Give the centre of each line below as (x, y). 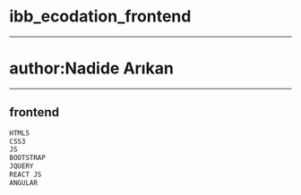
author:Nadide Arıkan (92, 68)
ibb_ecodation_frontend (100, 17)
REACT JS (26, 175)
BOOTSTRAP (28, 158)
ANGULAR (24, 182)
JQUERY (21, 166)
